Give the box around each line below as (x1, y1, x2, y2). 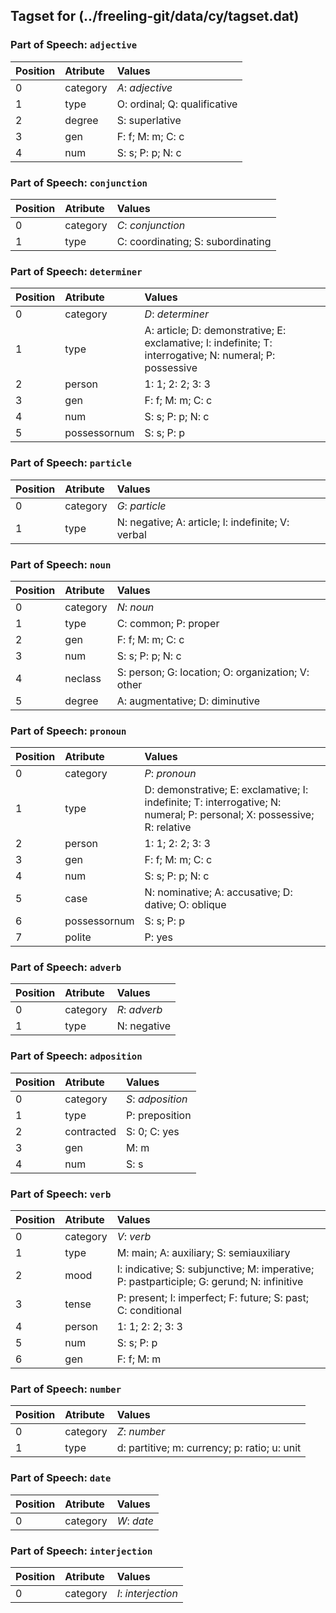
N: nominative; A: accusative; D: (144, 885, 293, 899)
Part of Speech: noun (10, 557, 112, 571)
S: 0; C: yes (126, 1124, 180, 1138)
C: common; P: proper (116, 616, 220, 630)
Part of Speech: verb (10, 1187, 112, 1201)
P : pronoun (144, 767, 197, 781)
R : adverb (116, 1003, 163, 1017)
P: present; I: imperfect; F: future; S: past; (116, 1291, 309, 1305)
